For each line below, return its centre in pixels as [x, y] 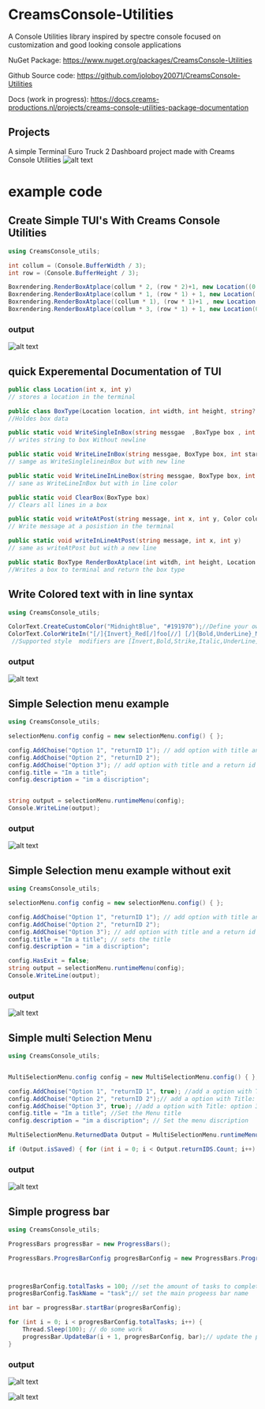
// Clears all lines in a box [58, 505]
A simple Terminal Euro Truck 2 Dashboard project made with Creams [121, 151]
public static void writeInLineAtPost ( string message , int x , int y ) [125, 541]
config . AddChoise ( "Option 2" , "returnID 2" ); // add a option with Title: [132, 1099]
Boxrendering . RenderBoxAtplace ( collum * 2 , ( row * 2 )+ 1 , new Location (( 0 [132, 287]
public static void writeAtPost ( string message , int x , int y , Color [125, 519]
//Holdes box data [38, 419]
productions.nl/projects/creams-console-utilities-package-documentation [129, 107]
